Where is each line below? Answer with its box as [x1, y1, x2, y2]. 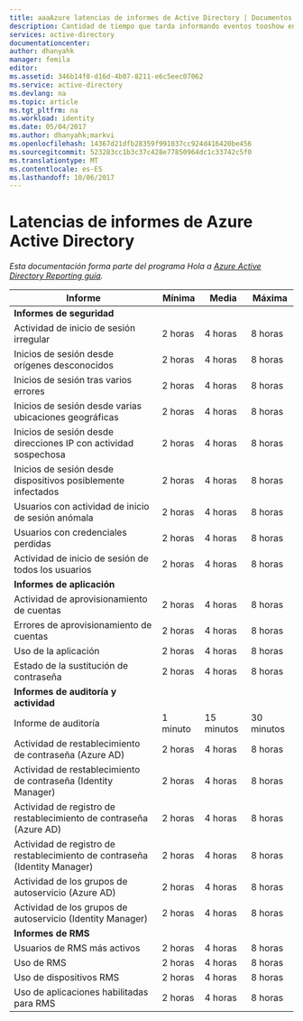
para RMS [14, 998, 56, 1010]
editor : [9, 64, 39, 73]
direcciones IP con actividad [14, 437, 134, 450]
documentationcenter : [9, 38, 91, 48]
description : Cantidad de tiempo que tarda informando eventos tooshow [9, 22, 284, 31]
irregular [14, 333, 50, 346]
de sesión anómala [14, 511, 94, 524]
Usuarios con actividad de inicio [14, 501, 150, 513]
